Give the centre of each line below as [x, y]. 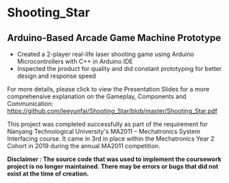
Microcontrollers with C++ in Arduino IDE [75, 61]
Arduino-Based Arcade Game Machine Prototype [114, 38]
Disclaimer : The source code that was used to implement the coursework [114, 159]
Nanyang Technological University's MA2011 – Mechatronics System [104, 131]
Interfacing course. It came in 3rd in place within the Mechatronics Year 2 [111, 139]
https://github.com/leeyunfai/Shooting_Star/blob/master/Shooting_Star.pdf [112, 111]
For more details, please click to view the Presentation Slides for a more [108, 89]
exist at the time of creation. [48, 173]
